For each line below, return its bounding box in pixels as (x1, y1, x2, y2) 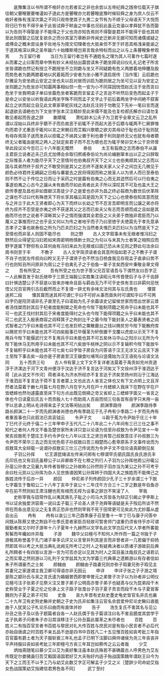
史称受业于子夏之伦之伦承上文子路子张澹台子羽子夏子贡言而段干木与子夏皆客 (5, 586, 159, 592)
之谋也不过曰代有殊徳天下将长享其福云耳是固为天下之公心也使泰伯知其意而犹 (5, 194, 159, 200)
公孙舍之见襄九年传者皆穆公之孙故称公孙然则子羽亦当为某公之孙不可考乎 (13, 463, 159, 469)
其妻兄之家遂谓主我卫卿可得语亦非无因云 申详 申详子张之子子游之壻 (5, 568, 157, 573)
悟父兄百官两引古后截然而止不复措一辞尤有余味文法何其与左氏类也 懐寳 (5, 286, 156, 291)
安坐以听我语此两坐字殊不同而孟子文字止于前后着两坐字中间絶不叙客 (21, 96, 159, 102)
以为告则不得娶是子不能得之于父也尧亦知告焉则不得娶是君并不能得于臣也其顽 (5, 29, 159, 34)
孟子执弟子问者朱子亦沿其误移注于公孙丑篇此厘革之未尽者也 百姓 (5, 617, 143, 622)
